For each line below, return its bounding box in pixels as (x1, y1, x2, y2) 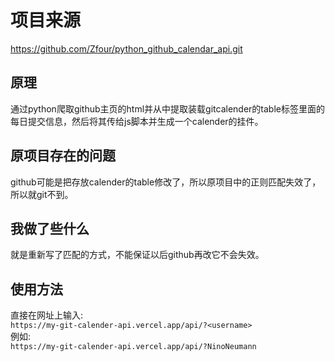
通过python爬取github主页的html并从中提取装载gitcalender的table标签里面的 (10, 102, 325, 115)
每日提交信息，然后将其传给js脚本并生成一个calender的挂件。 (10, 115, 264, 127)
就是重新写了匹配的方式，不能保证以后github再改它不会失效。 (10, 249, 265, 261)
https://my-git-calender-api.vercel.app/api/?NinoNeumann (10, 342, 257, 352)
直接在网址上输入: (10, 309, 84, 321)
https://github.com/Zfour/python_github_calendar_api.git (10, 42, 243, 55)
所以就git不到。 (10, 188, 74, 200)
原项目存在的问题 (10, 147, 116, 165)
